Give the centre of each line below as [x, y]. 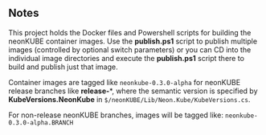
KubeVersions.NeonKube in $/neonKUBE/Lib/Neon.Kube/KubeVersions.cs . [129, 99]
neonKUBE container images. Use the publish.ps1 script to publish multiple [133, 41]
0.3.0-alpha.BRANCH [41, 123]
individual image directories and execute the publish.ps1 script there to [127, 58]
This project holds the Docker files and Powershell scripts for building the [130, 32]
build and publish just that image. [63, 67]
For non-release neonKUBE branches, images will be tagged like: [116, 115]
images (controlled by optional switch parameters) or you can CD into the [130, 49]
